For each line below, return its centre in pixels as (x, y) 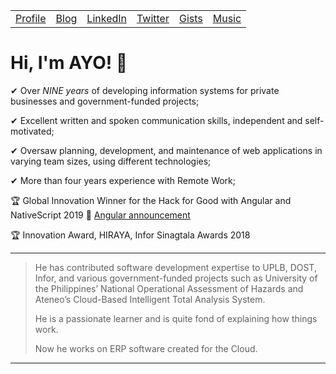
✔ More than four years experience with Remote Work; (123, 180)
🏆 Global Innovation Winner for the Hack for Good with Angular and (151, 200)
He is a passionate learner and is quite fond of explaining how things (176, 318)
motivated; (32, 131)
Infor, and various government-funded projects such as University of (176, 278)
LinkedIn (106, 18)
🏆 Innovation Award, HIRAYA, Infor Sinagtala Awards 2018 (130, 235)
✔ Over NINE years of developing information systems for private (145, 90)
